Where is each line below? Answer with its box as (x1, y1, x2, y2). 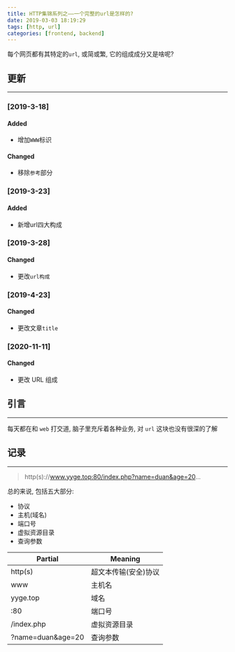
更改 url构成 (17, 272, 50, 280)
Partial (36, 554, 59, 564)
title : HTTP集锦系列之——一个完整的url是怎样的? (7, 10, 134, 18)
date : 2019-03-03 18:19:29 (7, 17, 86, 24)
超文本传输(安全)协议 (90, 567, 160, 576)
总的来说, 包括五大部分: (7, 487, 75, 495)
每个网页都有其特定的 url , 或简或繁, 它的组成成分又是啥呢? (7, 50, 174, 58)
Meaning (110, 554, 141, 564)
